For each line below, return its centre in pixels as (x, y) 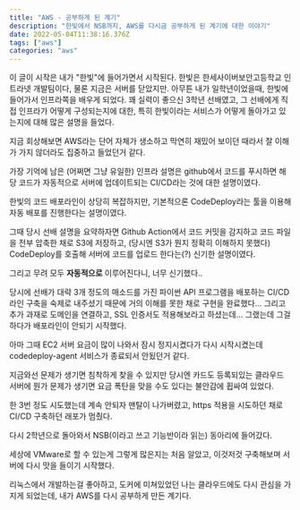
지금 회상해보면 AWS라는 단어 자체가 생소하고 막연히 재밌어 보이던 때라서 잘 (141, 141)
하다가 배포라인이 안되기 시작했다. (68, 326)
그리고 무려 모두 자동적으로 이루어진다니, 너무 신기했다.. (106, 273)
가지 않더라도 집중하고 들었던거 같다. (82, 152)
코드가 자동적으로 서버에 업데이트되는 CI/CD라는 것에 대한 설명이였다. (140, 183)
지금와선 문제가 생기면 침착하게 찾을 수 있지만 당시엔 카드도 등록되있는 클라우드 (147, 375)
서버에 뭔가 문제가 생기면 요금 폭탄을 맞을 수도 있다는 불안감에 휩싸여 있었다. (142, 387)
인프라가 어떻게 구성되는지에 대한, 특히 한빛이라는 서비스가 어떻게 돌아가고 (148, 111)
